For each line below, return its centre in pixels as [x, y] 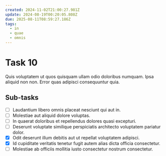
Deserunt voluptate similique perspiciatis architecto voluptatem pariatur [87, 126]
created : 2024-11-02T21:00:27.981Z [43, 10]
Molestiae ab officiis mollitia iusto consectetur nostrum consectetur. [83, 149]
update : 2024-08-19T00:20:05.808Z [41, 15]
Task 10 [21, 63]
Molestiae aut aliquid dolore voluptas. [51, 115]
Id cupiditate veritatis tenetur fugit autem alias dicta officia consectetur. [86, 143]
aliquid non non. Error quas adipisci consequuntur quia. [63, 82]
